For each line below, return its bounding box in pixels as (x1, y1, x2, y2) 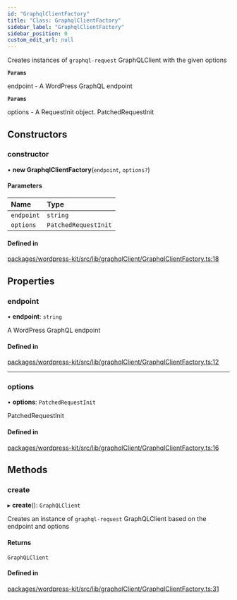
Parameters (7, 181, 42, 190)
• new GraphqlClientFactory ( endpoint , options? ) (7, 165, 150, 173)
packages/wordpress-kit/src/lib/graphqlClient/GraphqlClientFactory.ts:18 (7, 255, 219, 263)
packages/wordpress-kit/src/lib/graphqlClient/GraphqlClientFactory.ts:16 (7, 443, 219, 452)
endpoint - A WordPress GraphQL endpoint (7, 82, 133, 90)
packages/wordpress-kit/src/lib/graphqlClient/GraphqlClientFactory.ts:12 (7, 357, 219, 367)
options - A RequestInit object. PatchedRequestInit (7, 108, 154, 116)
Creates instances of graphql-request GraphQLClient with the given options (7, 56, 227, 64)
